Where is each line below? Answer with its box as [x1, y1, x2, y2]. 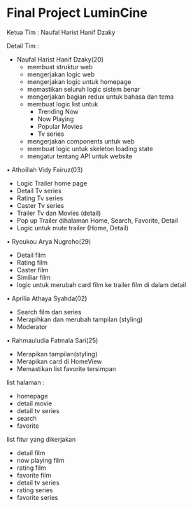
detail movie [16, 399, 52, 408]
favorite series [16, 493, 59, 501]
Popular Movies [37, 122, 83, 130]
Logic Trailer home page [16, 179, 87, 187]
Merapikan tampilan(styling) [16, 349, 98, 358]
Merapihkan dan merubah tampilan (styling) [16, 315, 143, 324]
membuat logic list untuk [27, 99, 99, 108]
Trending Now [37, 107, 79, 116]
